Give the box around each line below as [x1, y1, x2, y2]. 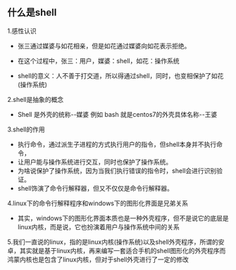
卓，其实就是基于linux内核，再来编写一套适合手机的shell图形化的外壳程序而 [7, 246, 226, 255]
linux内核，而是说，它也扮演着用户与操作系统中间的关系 [17, 222, 180, 231]
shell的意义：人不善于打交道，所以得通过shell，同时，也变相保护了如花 [17, 71, 224, 79]
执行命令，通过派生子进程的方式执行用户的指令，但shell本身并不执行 [17, 140, 217, 148]
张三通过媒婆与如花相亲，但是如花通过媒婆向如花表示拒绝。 [17, 41, 191, 50]
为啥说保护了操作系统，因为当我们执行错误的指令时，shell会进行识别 [17, 166, 217, 174]
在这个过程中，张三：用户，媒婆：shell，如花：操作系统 [17, 56, 180, 65]
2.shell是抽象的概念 [7, 95, 64, 103]
